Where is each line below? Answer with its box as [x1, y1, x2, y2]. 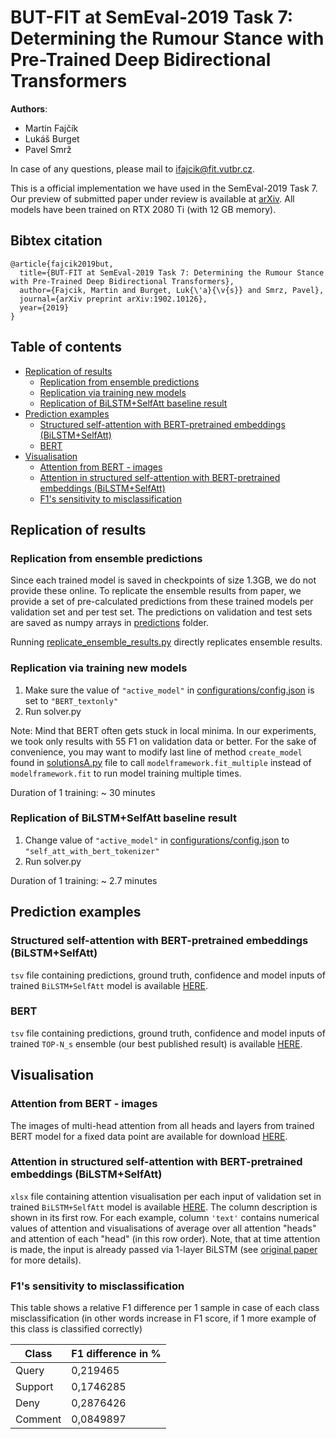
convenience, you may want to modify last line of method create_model [10, 746, 303, 758]
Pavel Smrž [24, 143, 72, 155]
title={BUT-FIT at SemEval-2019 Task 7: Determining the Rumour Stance [19, 267, 325, 278]
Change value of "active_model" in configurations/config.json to [24, 834, 290, 846]
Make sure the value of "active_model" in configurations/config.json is [24, 684, 315, 696]
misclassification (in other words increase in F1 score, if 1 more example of [10, 1312, 317, 1325]
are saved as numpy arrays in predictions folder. [10, 617, 209, 629]
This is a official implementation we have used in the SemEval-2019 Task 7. [10, 182, 318, 194]
